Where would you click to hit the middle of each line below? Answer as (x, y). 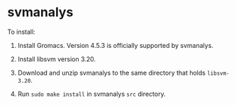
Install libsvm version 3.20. (57, 59)
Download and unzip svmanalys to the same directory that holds (111, 73)
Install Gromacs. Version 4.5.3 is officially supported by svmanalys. (116, 45)
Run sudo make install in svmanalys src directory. (91, 94)
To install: (21, 32)
